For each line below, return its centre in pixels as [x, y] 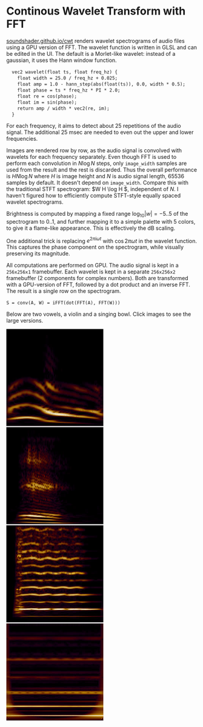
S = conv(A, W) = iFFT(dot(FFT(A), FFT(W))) [63, 303]
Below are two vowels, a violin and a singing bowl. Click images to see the [99, 314]
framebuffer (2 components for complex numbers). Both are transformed [98, 278]
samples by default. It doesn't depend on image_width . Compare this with [98, 183]
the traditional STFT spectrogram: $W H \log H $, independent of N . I [92, 189]
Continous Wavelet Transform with [96, 11]
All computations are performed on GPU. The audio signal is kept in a [92, 266]
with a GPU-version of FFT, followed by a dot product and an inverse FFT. [98, 285]
